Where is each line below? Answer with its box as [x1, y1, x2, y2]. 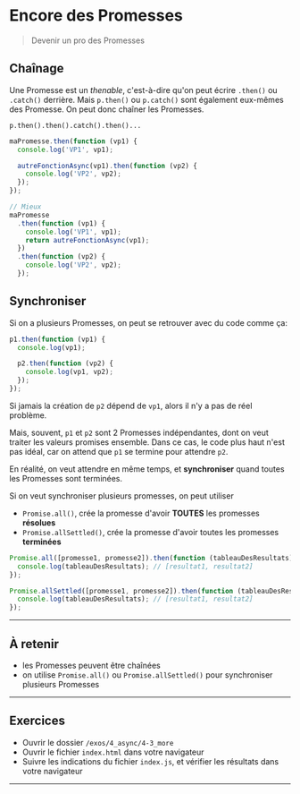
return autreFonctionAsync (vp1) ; [25, 235, 150, 244]
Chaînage [9, 61, 64, 76]
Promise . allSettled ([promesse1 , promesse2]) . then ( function [9, 586, 234, 595]
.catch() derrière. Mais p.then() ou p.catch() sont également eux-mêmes [9, 94, 284, 105]
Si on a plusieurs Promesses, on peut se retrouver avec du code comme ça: [9, 317, 288, 328]
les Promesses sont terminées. [9, 473, 123, 483]
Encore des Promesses [9, 5, 183, 26]
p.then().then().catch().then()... [9, 121, 142, 130]
